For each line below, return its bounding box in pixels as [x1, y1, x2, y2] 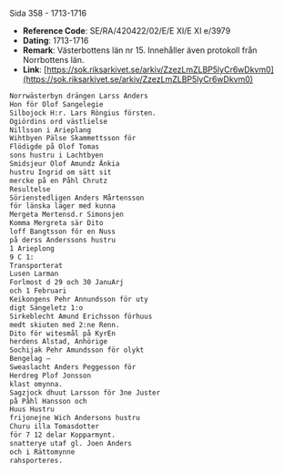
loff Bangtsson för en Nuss [9, 227, 117, 236]
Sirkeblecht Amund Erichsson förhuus [9, 312, 153, 321]
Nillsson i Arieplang [9, 125, 92, 135]
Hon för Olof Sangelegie [9, 99, 104, 108]
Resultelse [9, 184, 51, 194]
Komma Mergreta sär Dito [9, 219, 104, 228]
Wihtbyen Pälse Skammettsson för [9, 134, 137, 143]
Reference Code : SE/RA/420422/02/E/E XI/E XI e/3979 [22, 26, 231, 36]
